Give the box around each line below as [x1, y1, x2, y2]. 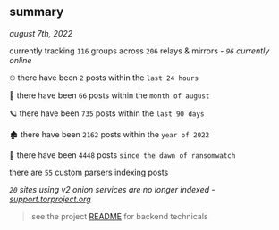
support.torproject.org [9, 193, 91, 204]
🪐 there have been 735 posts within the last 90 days [9, 108, 205, 119]
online [9, 54, 32, 65]
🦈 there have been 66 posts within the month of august [9, 90, 210, 101]
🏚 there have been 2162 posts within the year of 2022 [9, 128, 210, 139]
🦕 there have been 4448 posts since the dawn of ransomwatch [9, 149, 236, 160]
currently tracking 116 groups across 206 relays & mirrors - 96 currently [9, 45, 270, 56]
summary [9, 4, 64, 20]
